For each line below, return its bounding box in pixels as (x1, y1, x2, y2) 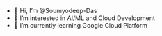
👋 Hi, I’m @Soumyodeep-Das (13, 7, 97, 15)
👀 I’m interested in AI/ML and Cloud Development (13, 14, 155, 22)
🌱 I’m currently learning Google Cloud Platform (13, 21, 148, 29)
